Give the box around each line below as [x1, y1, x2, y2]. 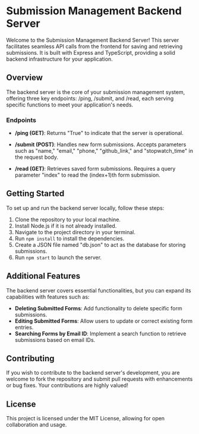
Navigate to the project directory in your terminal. [14, 228, 135, 235]
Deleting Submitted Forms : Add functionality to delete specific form [14, 304, 182, 312]
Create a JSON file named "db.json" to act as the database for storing [14, 241, 186, 248]
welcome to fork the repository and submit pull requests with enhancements [6, 376, 193, 383]
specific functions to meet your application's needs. [6, 101, 134, 108]
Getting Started [6, 188, 65, 199]
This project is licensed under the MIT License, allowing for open [6, 415, 165, 422]
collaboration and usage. [6, 421, 67, 429]
